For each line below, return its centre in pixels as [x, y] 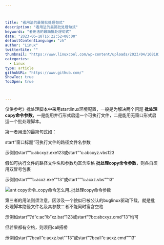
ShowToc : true [20, 77]
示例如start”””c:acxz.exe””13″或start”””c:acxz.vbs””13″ [60, 180]
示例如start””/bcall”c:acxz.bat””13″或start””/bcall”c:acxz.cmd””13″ [71, 238]
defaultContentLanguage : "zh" [36, 41]
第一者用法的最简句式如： [31, 132]
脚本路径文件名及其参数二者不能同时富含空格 [58, 207]
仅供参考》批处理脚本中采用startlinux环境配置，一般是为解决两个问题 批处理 [81, 109]
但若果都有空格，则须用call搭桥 [36, 227]
